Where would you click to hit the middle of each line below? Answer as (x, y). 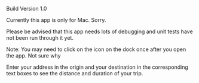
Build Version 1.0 (27, 9)
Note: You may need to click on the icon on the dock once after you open (96, 49)
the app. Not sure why (33, 55)
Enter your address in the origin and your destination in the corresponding (97, 67)
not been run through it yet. (40, 38)
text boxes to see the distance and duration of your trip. (75, 73)
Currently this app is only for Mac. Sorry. (56, 20)
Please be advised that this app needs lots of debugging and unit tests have (99, 31)
